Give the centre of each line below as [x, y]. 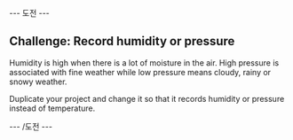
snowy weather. [38, 82]
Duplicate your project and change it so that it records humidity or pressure [147, 98]
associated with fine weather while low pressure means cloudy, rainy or [140, 72]
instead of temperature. [52, 108]
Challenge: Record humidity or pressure [122, 41]
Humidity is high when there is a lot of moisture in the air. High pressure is [144, 62]
